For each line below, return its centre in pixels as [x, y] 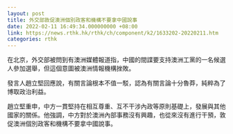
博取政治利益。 [28, 92]
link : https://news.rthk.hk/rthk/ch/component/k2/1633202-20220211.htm [113, 33]
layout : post [26, 13]
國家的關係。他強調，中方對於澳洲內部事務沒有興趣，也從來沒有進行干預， [113, 115]
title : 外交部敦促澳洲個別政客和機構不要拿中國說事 [72, 20]
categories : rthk [32, 39]
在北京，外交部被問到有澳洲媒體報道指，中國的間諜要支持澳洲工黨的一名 [110, 60]
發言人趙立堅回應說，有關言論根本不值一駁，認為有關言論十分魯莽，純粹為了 [116, 83]
